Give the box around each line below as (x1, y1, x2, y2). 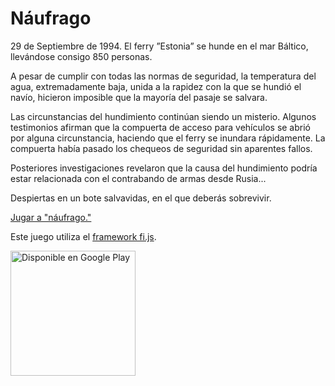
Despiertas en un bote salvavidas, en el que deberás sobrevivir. (10, 192, 272, 204)
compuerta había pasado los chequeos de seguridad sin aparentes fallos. (10, 142, 313, 154)
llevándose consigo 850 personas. (10, 50, 153, 62)
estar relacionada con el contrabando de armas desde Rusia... (10, 172, 267, 184)
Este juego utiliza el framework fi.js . (10, 230, 157, 242)
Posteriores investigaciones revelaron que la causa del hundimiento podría (10, 162, 318, 174)
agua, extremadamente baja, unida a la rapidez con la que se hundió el (10, 80, 302, 92)
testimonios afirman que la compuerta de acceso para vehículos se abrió (10, 121, 311, 133)
